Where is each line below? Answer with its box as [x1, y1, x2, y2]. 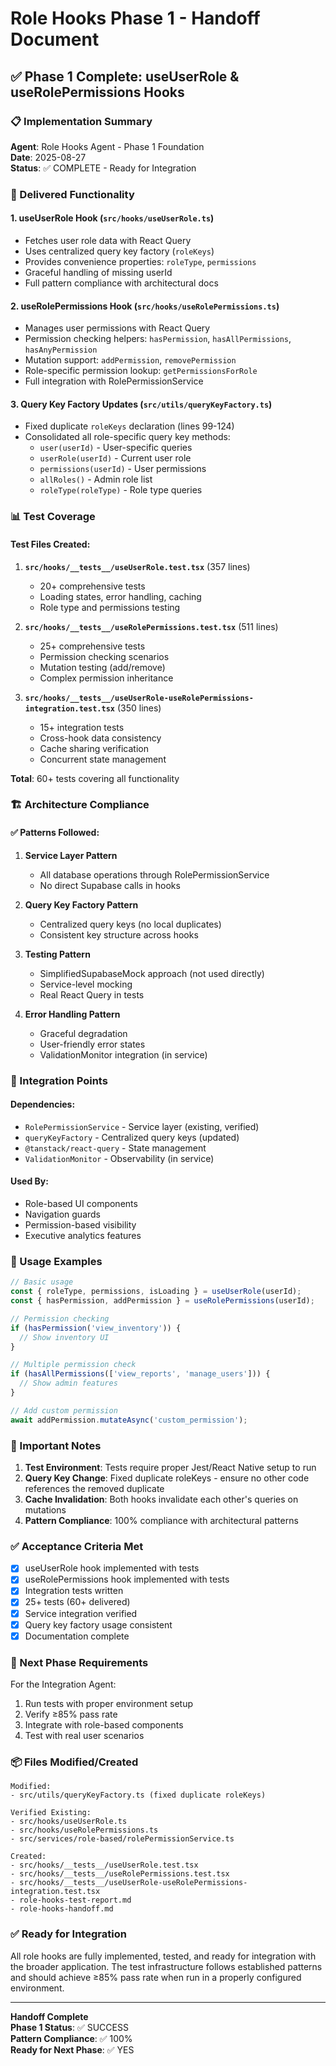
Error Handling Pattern [24, 1008, 121, 1020]
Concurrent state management [39, 753, 167, 765]
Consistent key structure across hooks [39, 928, 199, 941]
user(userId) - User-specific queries [39, 442, 193, 454]
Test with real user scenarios [24, 1729, 145, 1741]
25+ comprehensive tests [39, 640, 146, 652]
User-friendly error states [39, 1038, 146, 1050]
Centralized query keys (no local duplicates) [39, 918, 222, 930]
